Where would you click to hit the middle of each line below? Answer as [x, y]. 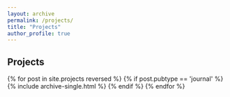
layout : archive [31, 14]
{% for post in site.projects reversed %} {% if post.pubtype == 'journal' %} [115, 79]
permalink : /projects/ [40, 20]
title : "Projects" [34, 27]
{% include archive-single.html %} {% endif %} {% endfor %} [96, 86]
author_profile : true [39, 33]
